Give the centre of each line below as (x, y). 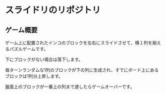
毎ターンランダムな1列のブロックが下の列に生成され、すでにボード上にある (82, 70)
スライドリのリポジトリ (53, 10)
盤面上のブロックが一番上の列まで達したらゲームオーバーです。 (70, 87)
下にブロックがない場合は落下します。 (44, 59)
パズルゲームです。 (29, 49)
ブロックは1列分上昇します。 (34, 76)
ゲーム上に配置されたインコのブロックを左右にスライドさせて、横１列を (79, 43)
